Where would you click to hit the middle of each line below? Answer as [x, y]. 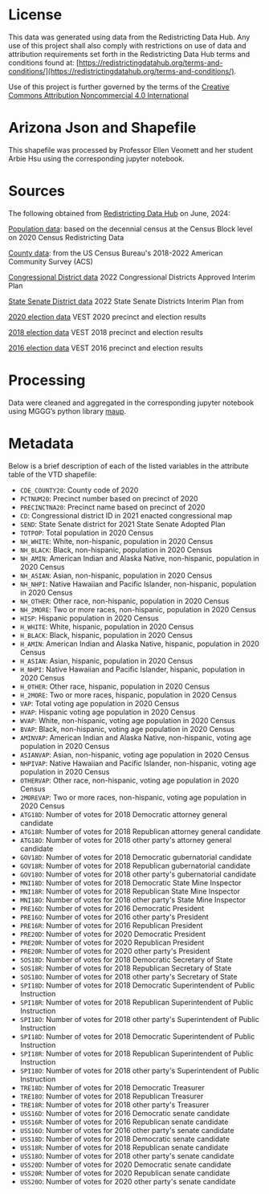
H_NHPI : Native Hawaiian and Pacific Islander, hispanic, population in [132, 669]
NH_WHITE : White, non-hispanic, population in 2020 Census [116, 541]
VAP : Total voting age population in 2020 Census [100, 703]
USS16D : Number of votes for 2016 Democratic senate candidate [125, 1113]
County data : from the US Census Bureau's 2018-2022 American [116, 253]
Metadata [41, 443]
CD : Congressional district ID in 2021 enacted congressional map [126, 515]
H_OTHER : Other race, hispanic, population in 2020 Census [115, 686]
